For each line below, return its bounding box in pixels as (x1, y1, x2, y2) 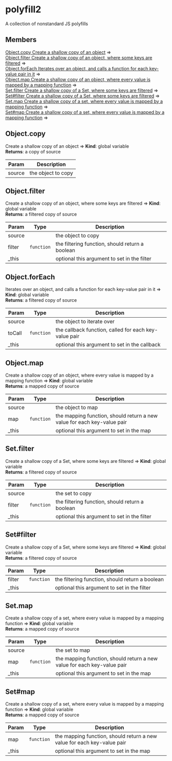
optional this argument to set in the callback (55, 341, 161, 348)
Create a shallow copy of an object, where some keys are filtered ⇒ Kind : (5, 200, 161, 206)
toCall (8, 329, 22, 337)
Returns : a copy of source (5, 148, 61, 154)
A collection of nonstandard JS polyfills (5, 21, 89, 27)
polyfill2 (5, 4, 41, 15)
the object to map (55, 404, 98, 411)
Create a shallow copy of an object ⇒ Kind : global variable (5, 143, 130, 149)
